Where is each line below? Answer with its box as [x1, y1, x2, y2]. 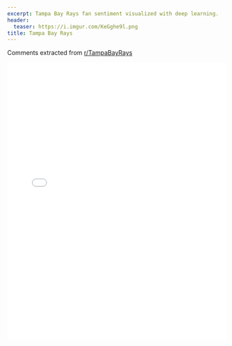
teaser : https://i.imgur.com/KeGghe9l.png [13, 23, 138, 30]
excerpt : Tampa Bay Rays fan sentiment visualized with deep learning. [7, 10, 219, 17]
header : [7, 17, 30, 24]
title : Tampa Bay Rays [7, 29, 73, 37]
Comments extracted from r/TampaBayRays [7, 49, 133, 57]
